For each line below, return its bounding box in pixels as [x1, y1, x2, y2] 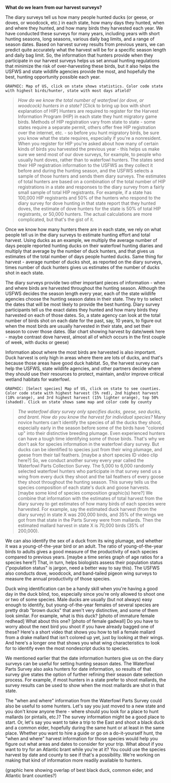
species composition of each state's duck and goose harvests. [17, 484, 150, 491]
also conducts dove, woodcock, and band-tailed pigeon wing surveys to [5, 570, 157, 576]
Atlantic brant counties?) [5, 773, 57, 778]
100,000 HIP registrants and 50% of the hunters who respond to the [17, 195, 161, 201]
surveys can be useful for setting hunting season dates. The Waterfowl [5, 660, 155, 667]
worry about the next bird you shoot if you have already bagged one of [5, 624, 155, 629]
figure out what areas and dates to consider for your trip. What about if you [5, 741, 163, 747]
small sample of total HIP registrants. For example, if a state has [17, 189, 152, 195]
